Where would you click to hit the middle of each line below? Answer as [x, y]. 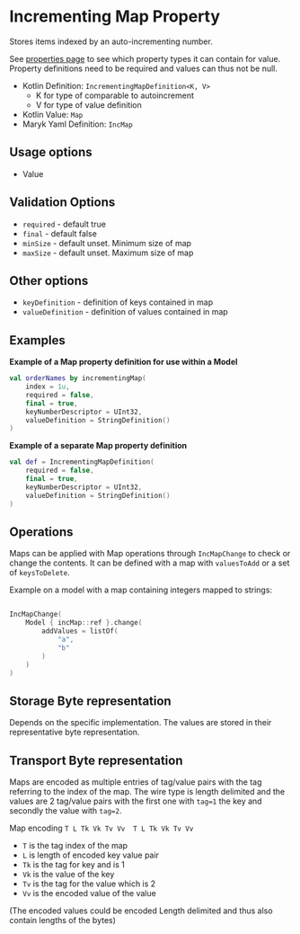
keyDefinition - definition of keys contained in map [118, 302]
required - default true [64, 224]
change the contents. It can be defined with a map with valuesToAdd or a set [150, 563]
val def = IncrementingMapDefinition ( [82, 462]
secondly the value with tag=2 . [66, 810]
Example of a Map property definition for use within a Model [124, 362]
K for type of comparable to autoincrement [115, 95]
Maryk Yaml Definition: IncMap [77, 124]
